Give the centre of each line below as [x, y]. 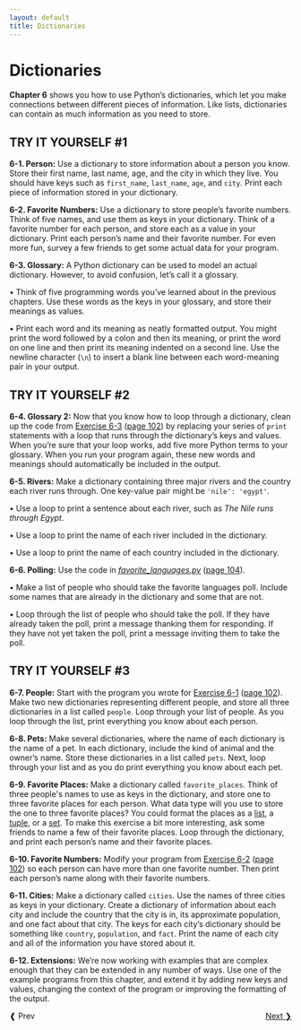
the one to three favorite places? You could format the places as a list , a [142, 813]
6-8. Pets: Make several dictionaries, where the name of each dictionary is [147, 738]
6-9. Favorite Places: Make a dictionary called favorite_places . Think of [144, 784]
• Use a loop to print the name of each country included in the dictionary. [144, 553]
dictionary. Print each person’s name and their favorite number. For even [142, 238]
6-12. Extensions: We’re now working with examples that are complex [139, 960]
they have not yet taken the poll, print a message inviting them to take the [145, 634]
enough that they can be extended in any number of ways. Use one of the [146, 970]
